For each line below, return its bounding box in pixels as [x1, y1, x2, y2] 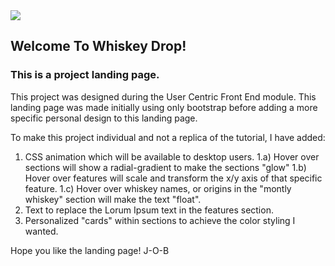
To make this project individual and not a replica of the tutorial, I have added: [10, 131, 326, 143]
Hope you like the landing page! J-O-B [10, 244, 170, 256]
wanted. [24, 225, 59, 237]
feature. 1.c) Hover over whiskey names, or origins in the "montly [24, 182, 292, 194]
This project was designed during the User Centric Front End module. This [10, 90, 317, 103]
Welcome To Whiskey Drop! [10, 38, 187, 55]
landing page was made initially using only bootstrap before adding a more [10, 101, 318, 113]
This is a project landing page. [10, 68, 160, 82]
